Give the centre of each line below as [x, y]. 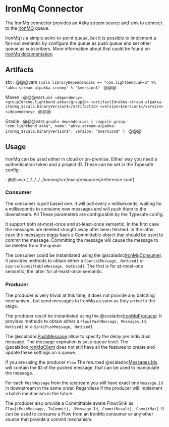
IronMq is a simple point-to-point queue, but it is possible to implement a [81, 38]
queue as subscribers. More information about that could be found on [78, 48]
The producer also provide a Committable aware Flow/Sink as [69, 403]
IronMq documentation [29, 54]
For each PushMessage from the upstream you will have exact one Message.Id [84, 383]
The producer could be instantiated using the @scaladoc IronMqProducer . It [84, 316]
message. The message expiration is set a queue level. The [67, 342]
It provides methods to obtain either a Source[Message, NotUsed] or [75, 260]
